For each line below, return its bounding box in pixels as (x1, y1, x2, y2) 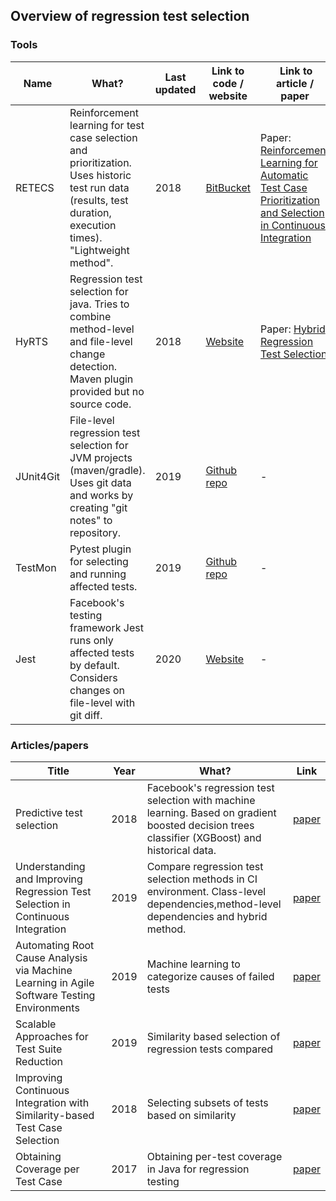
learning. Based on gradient (146, 805, 277, 819)
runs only (69, 633, 114, 647)
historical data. (146, 843, 217, 857)
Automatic (260, 168, 309, 182)
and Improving (15, 872, 83, 886)
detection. (69, 359, 118, 373)
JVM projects (69, 450, 133, 464)
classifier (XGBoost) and (146, 830, 262, 844)
